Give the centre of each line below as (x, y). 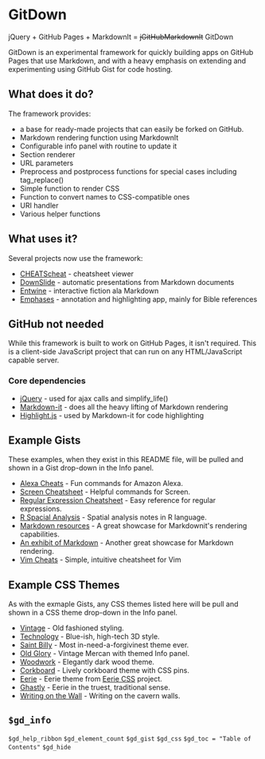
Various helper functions (60, 214)
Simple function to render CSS (70, 188)
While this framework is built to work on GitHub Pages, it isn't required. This (132, 343)
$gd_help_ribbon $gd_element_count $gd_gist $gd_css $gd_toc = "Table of (130, 739)
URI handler (39, 205)
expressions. (41, 509)
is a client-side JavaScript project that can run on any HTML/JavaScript (125, 352)
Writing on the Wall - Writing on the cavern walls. (100, 696)
